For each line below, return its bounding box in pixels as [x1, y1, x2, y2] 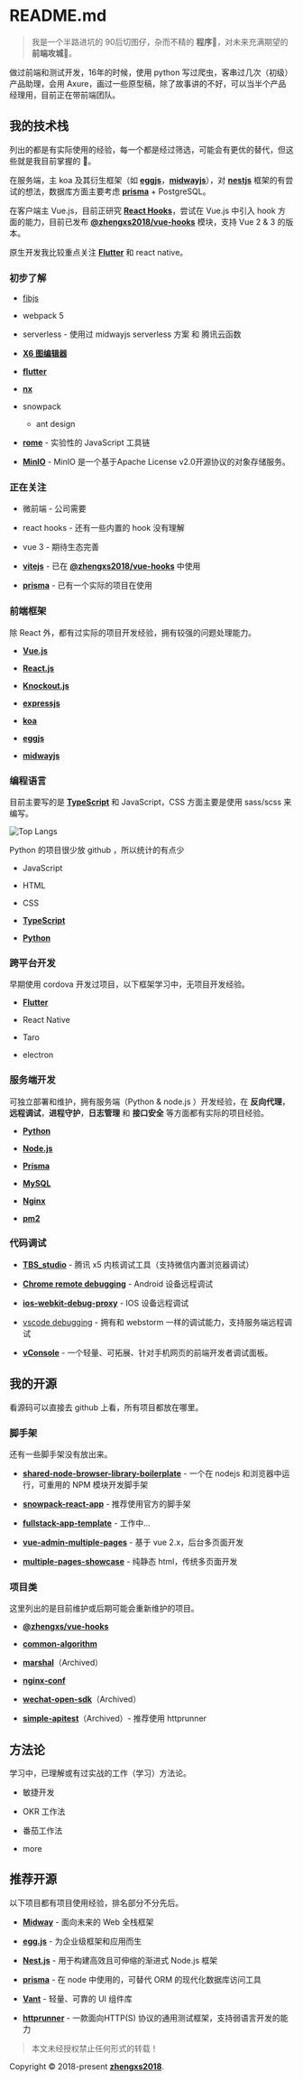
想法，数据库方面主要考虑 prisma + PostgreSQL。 [24, 186, 211, 197]
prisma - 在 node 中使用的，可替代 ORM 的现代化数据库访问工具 [22, 1974, 262, 1984]
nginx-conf [22, 1676, 66, 1686]
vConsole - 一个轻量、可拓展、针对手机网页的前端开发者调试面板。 [22, 1347, 273, 1358]
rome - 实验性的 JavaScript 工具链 [22, 437, 151, 448]
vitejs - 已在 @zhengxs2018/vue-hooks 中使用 [22, 561, 201, 571]
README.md [9, 5, 107, 26]
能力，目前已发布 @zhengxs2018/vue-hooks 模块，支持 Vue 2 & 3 [24, 216, 276, 227]
